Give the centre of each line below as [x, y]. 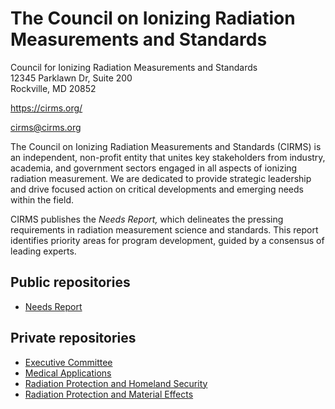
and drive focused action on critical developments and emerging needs [157, 189]
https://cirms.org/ [46, 108]
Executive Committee [68, 362]
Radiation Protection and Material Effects [109, 394]
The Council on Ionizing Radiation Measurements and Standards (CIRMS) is [166, 146]
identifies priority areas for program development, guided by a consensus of [167, 240]
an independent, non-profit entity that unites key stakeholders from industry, [168, 157]
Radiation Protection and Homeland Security [116, 383]
